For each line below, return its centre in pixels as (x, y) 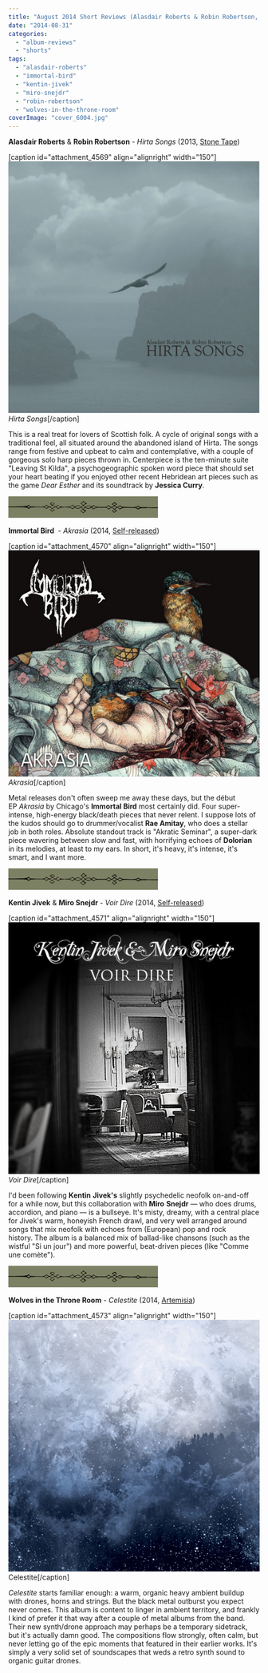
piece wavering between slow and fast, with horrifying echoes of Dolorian (130, 840)
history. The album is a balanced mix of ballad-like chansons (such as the (129, 1238)
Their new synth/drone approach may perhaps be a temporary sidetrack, (128, 1627)
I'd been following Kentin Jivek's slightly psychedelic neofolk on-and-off (129, 1195)
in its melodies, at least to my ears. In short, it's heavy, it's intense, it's (123, 848)
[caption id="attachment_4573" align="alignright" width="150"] (112, 1315)
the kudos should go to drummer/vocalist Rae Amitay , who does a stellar (128, 823)
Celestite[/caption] (39, 1577)
